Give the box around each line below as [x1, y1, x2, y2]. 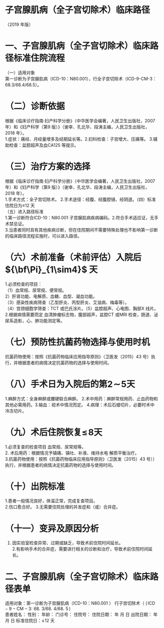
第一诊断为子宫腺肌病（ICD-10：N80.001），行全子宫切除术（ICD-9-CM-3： [5, 76, 157, 81]
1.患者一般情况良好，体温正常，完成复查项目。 [5, 498, 98, 504]
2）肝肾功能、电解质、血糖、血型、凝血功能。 [5, 293, 97, 299]
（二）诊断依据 [5, 101, 65, 112]
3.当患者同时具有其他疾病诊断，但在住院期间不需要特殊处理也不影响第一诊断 [5, 227, 158, 233]
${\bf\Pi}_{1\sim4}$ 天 [5, 264, 98, 275]
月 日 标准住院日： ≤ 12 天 [5, 618, 55, 624]
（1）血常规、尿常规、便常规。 [5, 287, 67, 293]
